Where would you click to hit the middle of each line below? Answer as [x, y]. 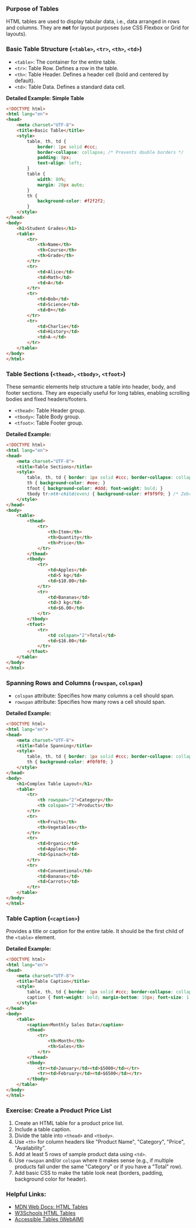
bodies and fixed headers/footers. [47, 399]
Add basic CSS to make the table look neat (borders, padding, [89, 1173]
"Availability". [30, 1148]
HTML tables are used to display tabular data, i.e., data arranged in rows [93, 22]
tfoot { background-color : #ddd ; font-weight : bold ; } [95, 489]
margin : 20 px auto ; [61, 185]
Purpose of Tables [32, 9]
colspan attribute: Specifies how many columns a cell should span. [94, 696]
